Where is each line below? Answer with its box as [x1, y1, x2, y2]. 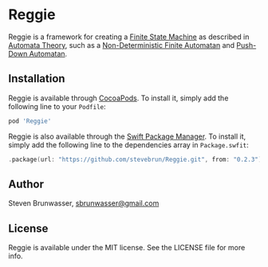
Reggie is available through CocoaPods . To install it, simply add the [8, 93, 229, 103]
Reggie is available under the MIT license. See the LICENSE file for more [8, 243, 246, 253]
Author [8, 177, 44, 190]
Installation [8, 72, 65, 85]
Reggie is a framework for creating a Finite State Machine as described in [8, 32, 250, 41]
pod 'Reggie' [8, 117, 52, 125]
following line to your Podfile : [8, 101, 106, 111]
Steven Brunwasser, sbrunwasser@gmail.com [8, 198, 160, 208]
